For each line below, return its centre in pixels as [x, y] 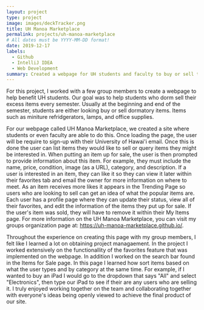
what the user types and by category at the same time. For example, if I [96, 269]
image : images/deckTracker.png [46, 23]
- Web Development [35, 68]
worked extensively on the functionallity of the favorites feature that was [97, 250]
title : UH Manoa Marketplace [43, 29]
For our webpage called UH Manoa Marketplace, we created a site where [98, 129]
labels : [16, 52]
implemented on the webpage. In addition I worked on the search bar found [101, 257]
